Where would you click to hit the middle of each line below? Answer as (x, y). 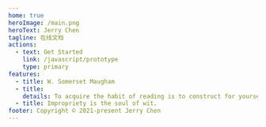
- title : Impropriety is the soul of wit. (86, 103)
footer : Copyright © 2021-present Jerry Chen (84, 111)
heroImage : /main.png (44, 23)
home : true (26, 15)
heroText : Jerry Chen (44, 30)
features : (25, 74)
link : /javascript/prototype (70, 60)
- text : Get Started (49, 52)
